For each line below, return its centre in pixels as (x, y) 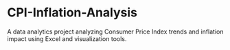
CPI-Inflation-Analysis (72, 13)
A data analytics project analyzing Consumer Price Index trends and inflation (115, 32)
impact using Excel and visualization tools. (67, 38)
